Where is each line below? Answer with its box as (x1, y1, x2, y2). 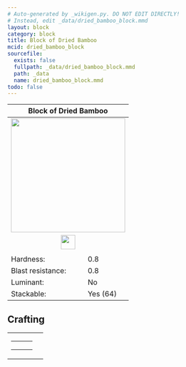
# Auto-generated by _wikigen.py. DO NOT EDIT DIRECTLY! (7, 10, 180, 18)
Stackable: (11, 289, 46, 299)
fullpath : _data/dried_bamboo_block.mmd (14, 63, 135, 71)
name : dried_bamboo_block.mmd (14, 76, 103, 84)
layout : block (7, 24, 50, 31)
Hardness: (11, 254, 46, 264)
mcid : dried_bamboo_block (7, 43, 84, 51)
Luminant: (11, 277, 44, 287)
